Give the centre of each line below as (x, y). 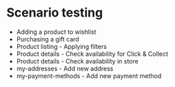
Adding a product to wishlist (56, 32)
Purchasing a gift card (48, 39)
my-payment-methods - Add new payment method (89, 76)
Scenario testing (55, 13)
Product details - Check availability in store (77, 61)
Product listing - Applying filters (62, 46)
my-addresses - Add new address (65, 68)
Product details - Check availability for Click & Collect (92, 54)
